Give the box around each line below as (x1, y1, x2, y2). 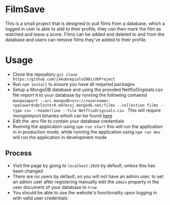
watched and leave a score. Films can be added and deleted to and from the (5, 31, 165, 37)
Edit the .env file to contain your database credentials (12, 118, 124, 124)
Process (5, 149, 32, 158)
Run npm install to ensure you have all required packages (12, 81, 135, 87)
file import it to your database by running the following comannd (12, 92, 147, 98)
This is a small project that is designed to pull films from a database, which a (5, 20, 165, 26)
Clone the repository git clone (12, 71, 78, 77)
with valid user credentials (12, 195, 68, 201)
